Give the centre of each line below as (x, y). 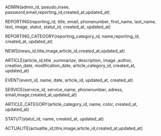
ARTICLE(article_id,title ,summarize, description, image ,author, (69, 60)
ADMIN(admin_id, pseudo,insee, (37, 7)
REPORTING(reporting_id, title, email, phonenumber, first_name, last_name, (80, 22)
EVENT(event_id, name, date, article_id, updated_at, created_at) (69, 80)
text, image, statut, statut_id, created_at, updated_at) (58, 27)
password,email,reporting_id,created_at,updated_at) (57, 12)
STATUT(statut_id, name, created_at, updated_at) (54, 119)
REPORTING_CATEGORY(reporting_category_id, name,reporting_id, (72, 36)
